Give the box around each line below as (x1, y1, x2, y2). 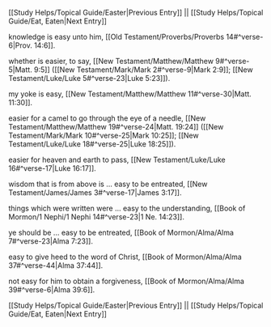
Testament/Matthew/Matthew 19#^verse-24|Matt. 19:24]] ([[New (8, 122, 224, 131)
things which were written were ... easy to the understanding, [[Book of (8, 203, 246, 213)
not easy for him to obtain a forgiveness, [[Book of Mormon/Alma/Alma (8, 276, 245, 286)
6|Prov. (8, 40, 32, 50)
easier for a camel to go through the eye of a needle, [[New (8, 113, 206, 123)
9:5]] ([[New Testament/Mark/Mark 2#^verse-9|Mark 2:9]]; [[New (33, 65, 253, 74)
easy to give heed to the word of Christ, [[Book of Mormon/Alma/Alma (8, 252, 243, 261)
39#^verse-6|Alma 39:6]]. (8, 285, 95, 295)
